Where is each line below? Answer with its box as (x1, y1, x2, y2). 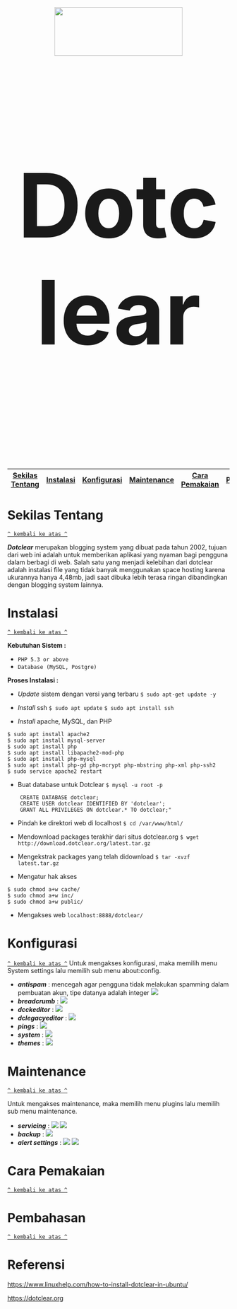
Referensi (7, 1257, 66, 1272)
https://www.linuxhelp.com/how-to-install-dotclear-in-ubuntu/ (7, 1280, 188, 1288)
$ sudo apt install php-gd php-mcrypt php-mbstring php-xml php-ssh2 (7, 762, 217, 769)
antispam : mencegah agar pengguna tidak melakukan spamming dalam (17, 979, 229, 989)
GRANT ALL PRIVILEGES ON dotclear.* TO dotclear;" (20, 806, 172, 813)
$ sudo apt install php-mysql (7, 755, 97, 762)
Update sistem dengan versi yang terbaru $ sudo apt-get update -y (17, 690, 217, 698)
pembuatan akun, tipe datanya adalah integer (17, 988, 150, 996)
